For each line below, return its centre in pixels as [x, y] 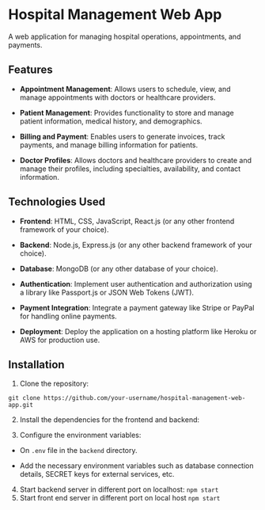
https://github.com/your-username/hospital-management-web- [144, 398]
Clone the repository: [54, 384]
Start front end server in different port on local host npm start [120, 498]
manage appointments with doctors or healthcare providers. [117, 97]
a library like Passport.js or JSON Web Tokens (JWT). [107, 292]
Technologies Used [57, 202]
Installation [36, 365]
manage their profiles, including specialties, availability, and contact [130, 169]
